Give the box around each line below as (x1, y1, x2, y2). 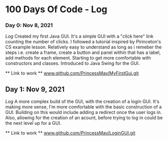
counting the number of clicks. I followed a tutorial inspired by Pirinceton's (5, 39, 161, 45)
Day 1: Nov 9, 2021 (5, 85, 65, 94)
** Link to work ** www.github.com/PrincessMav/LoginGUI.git (5, 130, 136, 136)
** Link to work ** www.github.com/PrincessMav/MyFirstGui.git (5, 70, 139, 76)
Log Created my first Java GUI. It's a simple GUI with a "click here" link (5, 33, 154, 39)
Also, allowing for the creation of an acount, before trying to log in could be (5, 115, 163, 121)
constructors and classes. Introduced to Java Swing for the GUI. (5, 60, 140, 67)
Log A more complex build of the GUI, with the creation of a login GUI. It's (5, 98, 159, 105)
